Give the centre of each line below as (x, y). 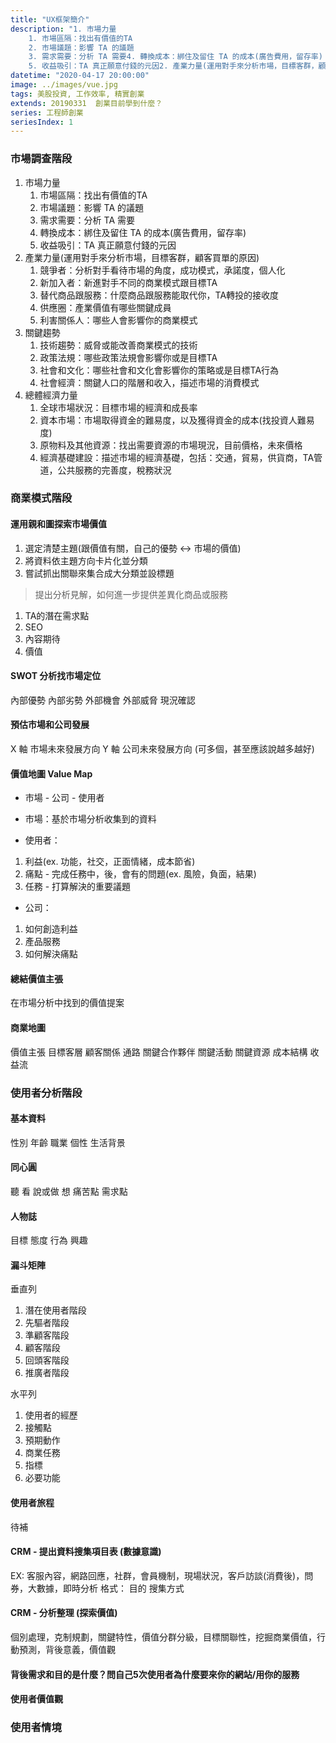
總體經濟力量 (51, 395)
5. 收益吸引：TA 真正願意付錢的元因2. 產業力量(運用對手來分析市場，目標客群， (173, 66)
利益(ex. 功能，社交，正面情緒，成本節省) (110, 862)
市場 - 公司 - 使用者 (64, 798)
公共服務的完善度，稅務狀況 (114, 470)
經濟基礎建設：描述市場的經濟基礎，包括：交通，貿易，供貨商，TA (177, 457)
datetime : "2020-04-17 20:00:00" (80, 76)
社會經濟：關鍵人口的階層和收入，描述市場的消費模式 (149, 382)
